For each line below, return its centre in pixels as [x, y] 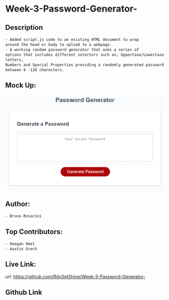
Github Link [24, 293]
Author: [18, 204]
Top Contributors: [34, 232]
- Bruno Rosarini [24, 216]
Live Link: [21, 264]
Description [24, 28]
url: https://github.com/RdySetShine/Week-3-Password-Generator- [75, 276]
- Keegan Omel [20, 244]
